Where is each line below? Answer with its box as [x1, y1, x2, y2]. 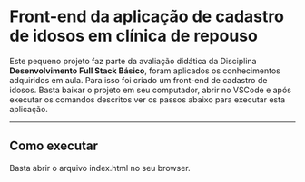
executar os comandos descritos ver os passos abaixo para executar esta [9, 93, 286, 105]
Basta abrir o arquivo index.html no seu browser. [9, 162, 191, 173]
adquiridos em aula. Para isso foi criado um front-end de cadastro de [9, 74, 268, 85]
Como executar [9, 139, 98, 154]
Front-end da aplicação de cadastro [9, 6, 284, 27]
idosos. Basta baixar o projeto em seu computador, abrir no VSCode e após [9, 84, 292, 95]
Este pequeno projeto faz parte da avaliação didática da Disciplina [9, 55, 257, 66]
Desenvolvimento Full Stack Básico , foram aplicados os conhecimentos [9, 65, 281, 76]
